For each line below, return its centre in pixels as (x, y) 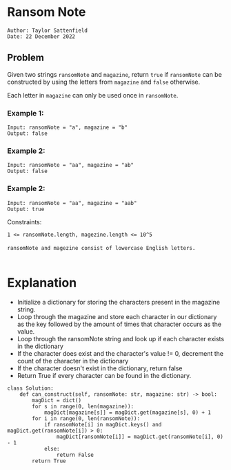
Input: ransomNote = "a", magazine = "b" (68, 128)
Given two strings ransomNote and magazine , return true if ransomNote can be (114, 74)
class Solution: (30, 388)
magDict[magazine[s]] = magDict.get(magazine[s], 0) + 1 (128, 413)
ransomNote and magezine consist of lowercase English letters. (101, 248)
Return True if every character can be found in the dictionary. (104, 375)
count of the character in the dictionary (73, 361)
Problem (26, 58)
